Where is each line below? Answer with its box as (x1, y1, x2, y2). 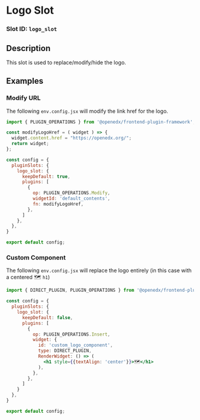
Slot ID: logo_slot (6, 25, 58, 33)
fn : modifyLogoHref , (32, 201, 84, 207)
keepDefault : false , (21, 314, 73, 321)
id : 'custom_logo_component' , (37, 342, 113, 348)
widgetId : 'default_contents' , (32, 195, 111, 202)
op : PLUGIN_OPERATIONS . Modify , (32, 190, 111, 196)
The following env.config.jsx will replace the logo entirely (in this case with (6, 267, 192, 274)
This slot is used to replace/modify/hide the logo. (6, 59, 126, 66)
